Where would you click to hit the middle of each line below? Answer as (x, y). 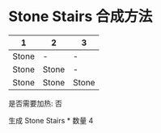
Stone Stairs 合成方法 (80, 17)
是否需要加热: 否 (35, 103)
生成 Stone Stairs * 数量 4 (51, 120)
